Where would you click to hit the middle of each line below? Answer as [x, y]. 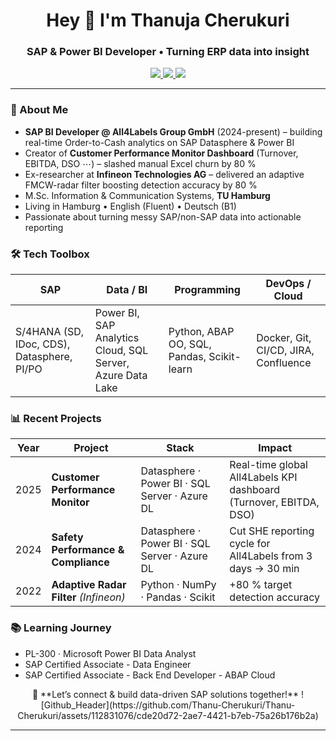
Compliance [80, 562]
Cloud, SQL [121, 351]
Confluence [284, 363]
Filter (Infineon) [88, 597]
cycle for [250, 544]
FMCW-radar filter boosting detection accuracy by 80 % [141, 185]
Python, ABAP [201, 332]
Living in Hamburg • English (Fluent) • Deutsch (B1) [130, 206]
